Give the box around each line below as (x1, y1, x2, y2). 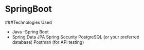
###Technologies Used (5, 19, 52, 25)
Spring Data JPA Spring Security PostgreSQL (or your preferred (12, 34, 140, 40)
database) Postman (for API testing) (12, 39, 84, 45)
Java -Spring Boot (12, 29, 49, 34)
